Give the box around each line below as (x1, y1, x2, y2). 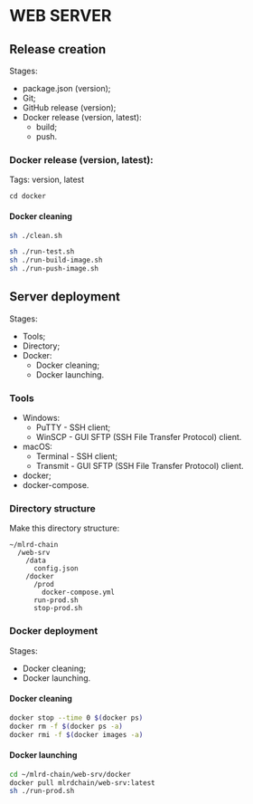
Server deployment (9, 289, 120, 304)
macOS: (22, 441, 52, 453)
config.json (33, 564, 79, 573)
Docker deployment (9, 625, 98, 637)
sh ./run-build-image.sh (9, 255, 103, 265)
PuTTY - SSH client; (35, 422, 111, 433)
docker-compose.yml (42, 588, 116, 598)
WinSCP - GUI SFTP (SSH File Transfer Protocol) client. (35, 432, 242, 443)
